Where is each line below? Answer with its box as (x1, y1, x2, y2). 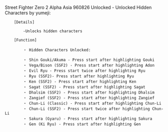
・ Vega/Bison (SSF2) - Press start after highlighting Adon (23, 63, 155, 68)
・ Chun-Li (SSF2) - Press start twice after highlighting (23, 106, 150, 112)
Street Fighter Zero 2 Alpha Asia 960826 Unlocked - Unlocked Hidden (5, 5, 152, 10)
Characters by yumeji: (5, 10, 51, 16)
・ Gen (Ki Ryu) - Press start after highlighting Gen (23, 122, 141, 127)
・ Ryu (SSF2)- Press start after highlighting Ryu (23, 74, 134, 79)
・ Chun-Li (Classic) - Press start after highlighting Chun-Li (23, 101, 161, 106)
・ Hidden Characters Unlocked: (23, 48, 91, 53)
